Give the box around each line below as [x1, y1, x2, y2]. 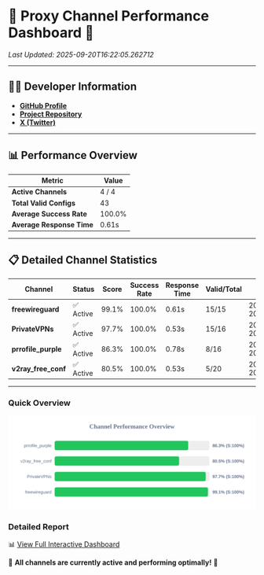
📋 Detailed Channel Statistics [8, 253, 158, 267]
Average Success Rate [11, 208, 88, 219]
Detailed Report [8, 521, 69, 532]
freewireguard [11, 304, 60, 314]
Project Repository [19, 109, 82, 119]
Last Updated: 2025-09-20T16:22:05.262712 [8, 50, 155, 59]
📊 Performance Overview [8, 149, 137, 162]
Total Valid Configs [11, 198, 76, 208]
